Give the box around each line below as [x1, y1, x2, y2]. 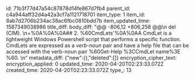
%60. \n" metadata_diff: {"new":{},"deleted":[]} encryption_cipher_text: [6, 55, 177, 61]
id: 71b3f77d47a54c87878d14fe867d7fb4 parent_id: [6, 5, 131, 12]
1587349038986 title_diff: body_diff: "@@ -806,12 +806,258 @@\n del [6, 23, 176, 30]
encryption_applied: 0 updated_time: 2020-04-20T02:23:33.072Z [6, 60, 164, 67]
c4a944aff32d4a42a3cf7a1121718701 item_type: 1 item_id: [6, 11, 145, 18]
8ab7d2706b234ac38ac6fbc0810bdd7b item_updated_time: [6, 17, 151, 24]
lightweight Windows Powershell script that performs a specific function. [6, 36, 181, 42]
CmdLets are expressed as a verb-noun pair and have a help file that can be [6, 42, 189, 49]
